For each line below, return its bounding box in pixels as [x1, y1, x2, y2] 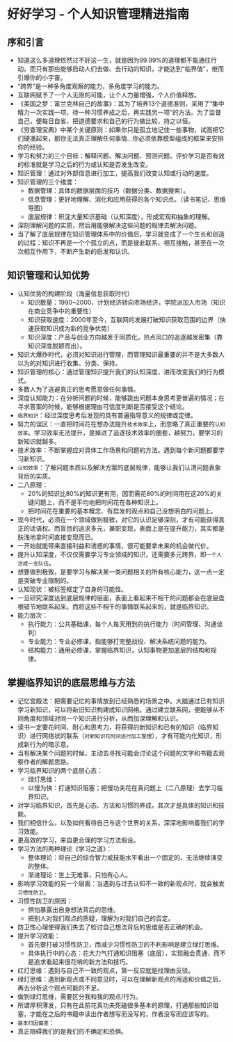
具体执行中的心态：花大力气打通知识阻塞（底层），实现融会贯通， [27, 949, 214, 957]
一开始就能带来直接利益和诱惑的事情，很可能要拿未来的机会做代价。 [17, 541, 213, 550]
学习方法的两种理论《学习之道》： [17, 844, 113, 853]
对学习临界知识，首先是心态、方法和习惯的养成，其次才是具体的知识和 [17, 801, 219, 809]
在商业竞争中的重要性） [27, 307, 95, 315]
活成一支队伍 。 [17, 559, 56, 567]
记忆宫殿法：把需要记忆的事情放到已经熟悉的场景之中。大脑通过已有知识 [17, 696, 225, 705]
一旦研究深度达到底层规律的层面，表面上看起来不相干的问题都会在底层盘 [17, 593, 225, 602]
